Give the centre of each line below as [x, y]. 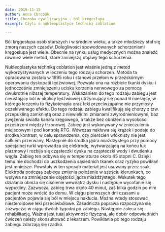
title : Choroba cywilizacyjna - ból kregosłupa [55, 19]
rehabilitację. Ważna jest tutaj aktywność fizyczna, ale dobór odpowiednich [82, 214]
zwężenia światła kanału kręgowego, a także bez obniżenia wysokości [76, 119]
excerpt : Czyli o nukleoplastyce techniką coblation [60, 23]
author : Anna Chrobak [27, 14]
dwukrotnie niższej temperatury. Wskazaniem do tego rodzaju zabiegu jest [81, 93]
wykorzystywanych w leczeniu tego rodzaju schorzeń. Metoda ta [71, 73]
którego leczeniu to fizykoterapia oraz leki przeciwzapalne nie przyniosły [79, 104]
